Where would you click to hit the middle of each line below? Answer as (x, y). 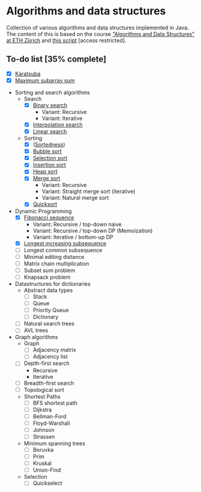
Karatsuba (28, 74)
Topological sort (44, 390)
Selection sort (50, 158)
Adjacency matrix (54, 350)
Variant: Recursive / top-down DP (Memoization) (93, 230)
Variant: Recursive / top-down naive (77, 224)
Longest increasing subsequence (65, 243)
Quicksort (45, 204)
